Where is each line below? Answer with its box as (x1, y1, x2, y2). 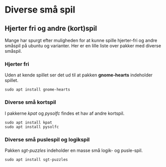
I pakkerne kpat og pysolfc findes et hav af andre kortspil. (5, 110, 125, 116)
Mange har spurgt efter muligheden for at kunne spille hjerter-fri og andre (5, 37, 157, 43)
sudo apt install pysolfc (5, 124, 59, 129)
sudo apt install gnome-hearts (5, 87, 70, 92)
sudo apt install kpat (5, 120, 52, 125)
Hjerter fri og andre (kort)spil (5, 24, 98, 33)
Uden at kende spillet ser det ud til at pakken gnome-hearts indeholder (5, 72, 153, 78)
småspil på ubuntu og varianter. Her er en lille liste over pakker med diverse (5, 43, 161, 49)
